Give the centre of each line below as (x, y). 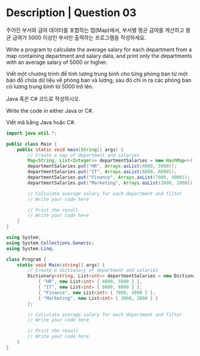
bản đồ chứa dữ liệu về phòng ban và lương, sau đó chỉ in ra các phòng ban (99, 80)
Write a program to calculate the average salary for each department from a (99, 49)
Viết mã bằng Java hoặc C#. (41, 122)
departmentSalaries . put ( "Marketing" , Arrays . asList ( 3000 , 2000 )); (112, 183)
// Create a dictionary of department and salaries (93, 271)
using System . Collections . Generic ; (50, 243)
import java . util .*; (32, 133)
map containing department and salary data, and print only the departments (99, 56)
